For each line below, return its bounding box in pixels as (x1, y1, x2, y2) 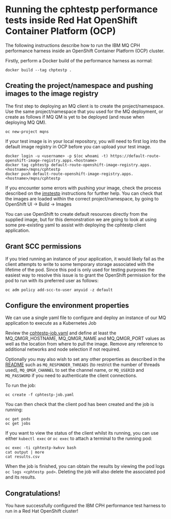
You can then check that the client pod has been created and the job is (5, 401, 154, 408)
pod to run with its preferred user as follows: (5, 277, 99, 283)
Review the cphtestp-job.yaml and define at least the (5, 330, 116, 336)
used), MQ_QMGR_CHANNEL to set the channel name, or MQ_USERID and (5, 367, 144, 373)
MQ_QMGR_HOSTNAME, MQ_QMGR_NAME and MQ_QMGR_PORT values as (5, 335, 165, 342)
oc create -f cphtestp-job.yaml (5, 392, 74, 397)
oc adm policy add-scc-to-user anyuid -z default (5, 287, 113, 292)
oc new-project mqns (5, 129, 50, 134)
